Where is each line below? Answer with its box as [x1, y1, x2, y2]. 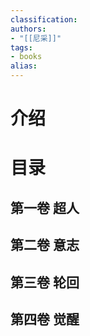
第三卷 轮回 [10, 274, 80, 291]
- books [10, 52, 43, 62]
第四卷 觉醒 [10, 311, 80, 328]
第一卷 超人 [10, 199, 80, 216]
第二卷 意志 [10, 237, 80, 254]
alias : [10, 61, 38, 71]
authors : [10, 24, 47, 34]
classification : [10, 14, 78, 25]
